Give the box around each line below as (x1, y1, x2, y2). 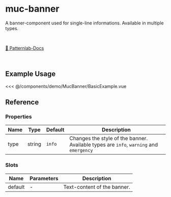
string (27, 140, 42, 148)
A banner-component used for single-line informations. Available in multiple (5, 20, 164, 26)
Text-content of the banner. (63, 183, 131, 190)
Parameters (30, 175, 59, 182)
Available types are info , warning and (69, 141, 158, 148)
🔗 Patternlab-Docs (5, 45, 44, 51)
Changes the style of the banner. (69, 135, 148, 142)
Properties (5, 113, 32, 120)
